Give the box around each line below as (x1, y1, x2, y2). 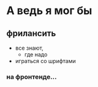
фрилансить (6, 28, 56, 39)
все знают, (15, 44, 44, 51)
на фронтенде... (6, 72, 57, 81)
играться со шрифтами (15, 58, 76, 64)
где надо (24, 51, 48, 58)
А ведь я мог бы (6, 4, 92, 18)
